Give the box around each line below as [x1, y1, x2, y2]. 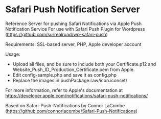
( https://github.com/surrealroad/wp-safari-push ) [5, 31, 108, 37]
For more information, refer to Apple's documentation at [5, 87, 123, 93]
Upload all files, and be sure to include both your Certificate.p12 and [12, 61, 156, 67]
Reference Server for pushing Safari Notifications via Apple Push [5, 20, 142, 27]
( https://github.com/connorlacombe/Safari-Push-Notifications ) [5, 108, 138, 114]
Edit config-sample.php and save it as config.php [12, 72, 117, 78]
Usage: [5, 51, 20, 57]
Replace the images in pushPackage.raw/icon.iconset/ [12, 77, 128, 83]
